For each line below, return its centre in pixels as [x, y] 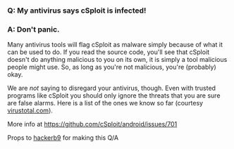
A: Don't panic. [33, 29]
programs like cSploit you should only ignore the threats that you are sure [114, 96]
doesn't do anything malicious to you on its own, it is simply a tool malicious [117, 60]
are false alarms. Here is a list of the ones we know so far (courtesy [105, 103]
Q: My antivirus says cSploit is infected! [77, 11]
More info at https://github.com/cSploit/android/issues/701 [92, 124]
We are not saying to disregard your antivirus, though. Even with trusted [112, 88]
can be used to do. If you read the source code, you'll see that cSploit [109, 52]
